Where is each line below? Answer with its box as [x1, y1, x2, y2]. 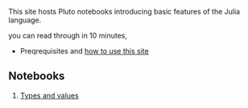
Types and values [19, 90, 79, 100]
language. [8, 15, 42, 25]
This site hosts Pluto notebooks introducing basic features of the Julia [8, 7, 240, 16]
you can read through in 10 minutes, [8, 31, 127, 40]
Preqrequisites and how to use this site [19, 46, 149, 55]
